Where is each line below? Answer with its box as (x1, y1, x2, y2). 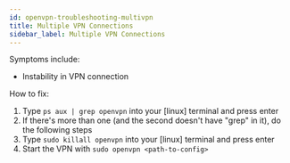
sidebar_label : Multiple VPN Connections (9, 29, 166, 38)
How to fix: (9, 88, 49, 99)
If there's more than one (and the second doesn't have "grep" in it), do (21, 115, 281, 126)
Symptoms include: (9, 54, 80, 65)
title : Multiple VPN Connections (9, 21, 134, 30)
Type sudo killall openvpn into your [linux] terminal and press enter (21, 134, 275, 145)
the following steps (21, 125, 93, 135)
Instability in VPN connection (21, 71, 129, 82)
